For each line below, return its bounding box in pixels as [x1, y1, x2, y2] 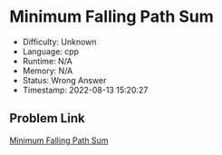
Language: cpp [22, 45, 80, 56]
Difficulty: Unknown [22, 36, 97, 47]
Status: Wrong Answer [22, 74, 107, 85]
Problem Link [9, 111, 85, 126]
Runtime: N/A [22, 55, 72, 66]
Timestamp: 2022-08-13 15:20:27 [22, 84, 149, 95]
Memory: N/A [22, 65, 73, 76]
